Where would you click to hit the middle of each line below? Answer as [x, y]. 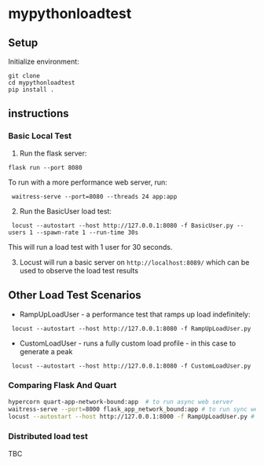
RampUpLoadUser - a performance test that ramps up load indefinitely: [135, 314]
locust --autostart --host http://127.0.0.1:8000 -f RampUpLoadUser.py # [132, 416]
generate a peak [46, 351]
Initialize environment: [44, 61]
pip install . [31, 90]
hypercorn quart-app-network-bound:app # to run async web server [121, 401]
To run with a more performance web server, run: [88, 182]
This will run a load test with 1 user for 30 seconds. [90, 247]
